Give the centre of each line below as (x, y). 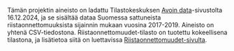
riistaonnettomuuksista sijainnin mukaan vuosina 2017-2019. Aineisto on (111, 25)
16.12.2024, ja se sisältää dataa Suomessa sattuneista (84, 17)
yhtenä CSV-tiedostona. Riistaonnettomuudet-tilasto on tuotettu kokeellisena (117, 32)
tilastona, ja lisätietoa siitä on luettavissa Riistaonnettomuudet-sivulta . (107, 40)
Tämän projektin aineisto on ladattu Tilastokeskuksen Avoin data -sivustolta (115, 10)
